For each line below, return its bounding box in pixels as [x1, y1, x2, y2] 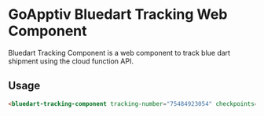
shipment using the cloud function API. [8, 56, 134, 66]
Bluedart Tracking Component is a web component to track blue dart [8, 48, 230, 57]
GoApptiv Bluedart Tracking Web [8, 5, 228, 24]
